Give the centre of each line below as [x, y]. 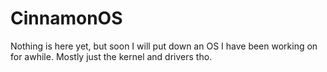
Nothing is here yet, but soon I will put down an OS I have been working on [164, 46]
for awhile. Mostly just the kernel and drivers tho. [111, 56]
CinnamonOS [66, 18]
